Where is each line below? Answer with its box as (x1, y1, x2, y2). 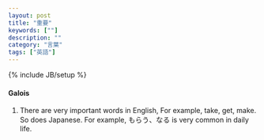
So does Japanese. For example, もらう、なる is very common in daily (19, 115, 249, 125)
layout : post (8, 11, 51, 20)
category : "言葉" (8, 41, 63, 49)
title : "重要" (8, 19, 53, 27)
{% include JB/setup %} (8, 70, 87, 79)
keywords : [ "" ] (8, 26, 58, 34)
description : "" (8, 33, 62, 42)
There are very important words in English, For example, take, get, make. (19, 106, 257, 115)
